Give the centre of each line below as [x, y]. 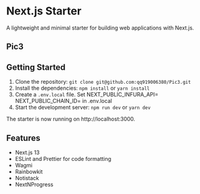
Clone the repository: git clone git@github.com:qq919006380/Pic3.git [103, 82]
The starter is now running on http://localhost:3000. [71, 119]
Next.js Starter [44, 11]
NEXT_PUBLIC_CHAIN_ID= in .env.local [63, 101]
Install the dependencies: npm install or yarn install [82, 88]
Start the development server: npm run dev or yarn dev [83, 107]
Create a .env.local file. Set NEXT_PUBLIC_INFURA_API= [87, 95]
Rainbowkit [29, 171]
